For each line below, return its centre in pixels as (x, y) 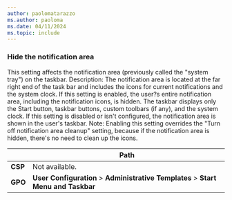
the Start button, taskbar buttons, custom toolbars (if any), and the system (113, 108)
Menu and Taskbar (64, 186)
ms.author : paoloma (35, 20)
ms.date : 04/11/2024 (37, 26)
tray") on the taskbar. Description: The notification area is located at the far (114, 79)
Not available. (55, 166)
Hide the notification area (51, 57)
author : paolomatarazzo (41, 13)
